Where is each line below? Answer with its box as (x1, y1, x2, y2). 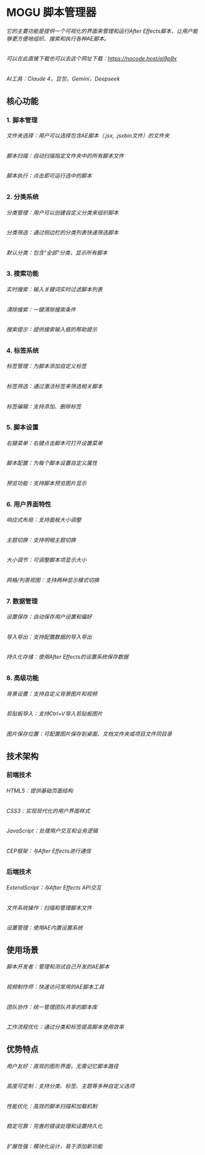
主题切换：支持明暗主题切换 (6, 536, 76, 543)
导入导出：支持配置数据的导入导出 (6, 633, 92, 640)
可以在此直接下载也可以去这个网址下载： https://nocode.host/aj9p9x (6, 55, 177, 62)
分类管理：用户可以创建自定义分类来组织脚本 (6, 209, 119, 216)
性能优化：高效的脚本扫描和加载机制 (6, 1102, 98, 1110)
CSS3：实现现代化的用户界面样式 (6, 807, 90, 814)
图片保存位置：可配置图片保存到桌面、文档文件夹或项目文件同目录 (6, 730, 172, 737)
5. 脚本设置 (6, 423, 39, 432)
